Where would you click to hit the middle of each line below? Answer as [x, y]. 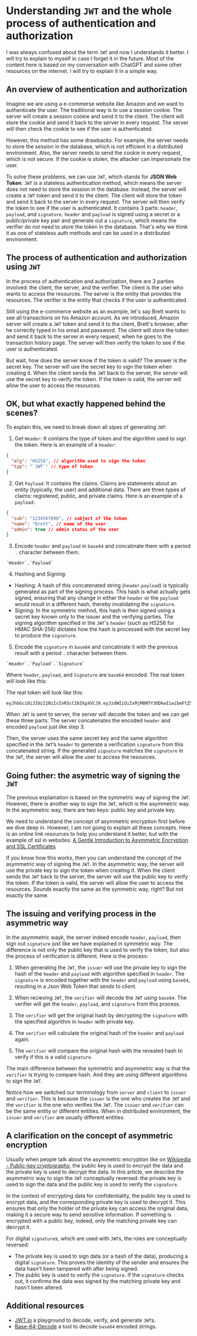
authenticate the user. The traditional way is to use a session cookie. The [94, 110]
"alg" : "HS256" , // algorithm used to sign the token [78, 461]
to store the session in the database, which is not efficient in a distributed [95, 146]
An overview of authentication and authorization [97, 90]
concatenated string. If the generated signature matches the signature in [95, 751]
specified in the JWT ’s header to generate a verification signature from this [95, 745]
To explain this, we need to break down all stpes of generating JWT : [86, 427]
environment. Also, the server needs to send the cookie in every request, [94, 153]
